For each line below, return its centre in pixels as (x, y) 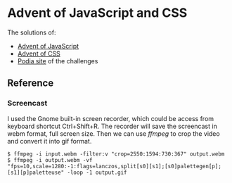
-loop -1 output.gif (97, 172)
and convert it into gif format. (50, 141)
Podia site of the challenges (58, 61)
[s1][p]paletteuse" (36, 172)
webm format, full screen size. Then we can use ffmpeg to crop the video (114, 133)
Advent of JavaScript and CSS (97, 13)
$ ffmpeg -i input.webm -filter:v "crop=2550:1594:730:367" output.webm (116, 154)
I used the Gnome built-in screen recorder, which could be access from (111, 118)
